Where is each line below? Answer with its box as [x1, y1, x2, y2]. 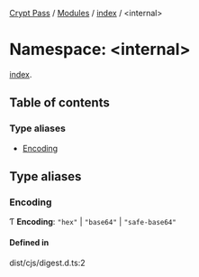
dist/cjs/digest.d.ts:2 [9, 257, 86, 268]
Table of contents [9, 95, 110, 111]
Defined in [9, 236, 50, 247]
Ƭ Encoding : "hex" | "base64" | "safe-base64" [9, 217, 177, 227]
